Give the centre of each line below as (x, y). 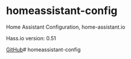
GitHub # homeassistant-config (43, 49)
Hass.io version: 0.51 (31, 38)
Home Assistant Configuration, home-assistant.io (65, 27)
